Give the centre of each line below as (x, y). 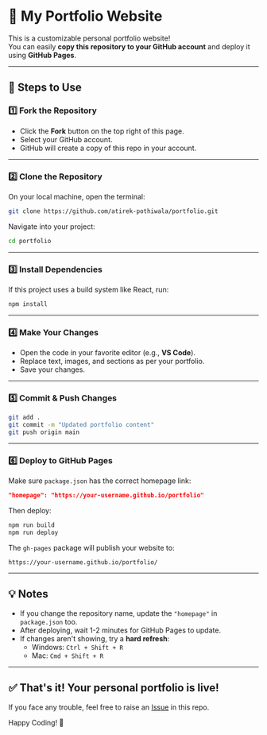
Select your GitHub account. (66, 139)
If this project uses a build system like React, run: (89, 289)
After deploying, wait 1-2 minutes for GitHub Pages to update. (120, 630)
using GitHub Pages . (43, 55)
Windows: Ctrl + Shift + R (77, 647)
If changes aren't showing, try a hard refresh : (95, 638)
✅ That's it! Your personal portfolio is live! (114, 688)
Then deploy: (30, 511)
